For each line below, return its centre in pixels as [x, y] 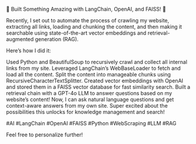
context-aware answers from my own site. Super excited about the [87, 106]
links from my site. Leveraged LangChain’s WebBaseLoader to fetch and [94, 68]
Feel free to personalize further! [45, 135]
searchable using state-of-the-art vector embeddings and [76, 33]
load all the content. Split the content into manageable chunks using [89, 74]
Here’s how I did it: [29, 51]
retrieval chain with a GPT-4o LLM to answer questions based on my [89, 93]
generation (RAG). [57, 39]
